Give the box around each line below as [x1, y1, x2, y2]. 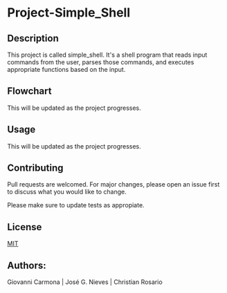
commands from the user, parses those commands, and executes [7, 58, 194, 66]
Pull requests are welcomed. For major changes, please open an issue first [7, 180, 220, 189]
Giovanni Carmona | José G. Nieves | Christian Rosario [7, 278, 163, 286]
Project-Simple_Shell [7, 5, 131, 21]
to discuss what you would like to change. [7, 188, 127, 196]
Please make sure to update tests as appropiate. [7, 201, 145, 209]
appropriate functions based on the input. [7, 66, 126, 73]
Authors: [7, 259, 46, 271]
